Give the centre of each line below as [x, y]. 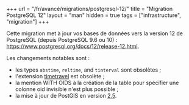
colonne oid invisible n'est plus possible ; [67, 89]
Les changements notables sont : [48, 58]
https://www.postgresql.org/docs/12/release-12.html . [73, 46]
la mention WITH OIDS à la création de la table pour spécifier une [97, 83]
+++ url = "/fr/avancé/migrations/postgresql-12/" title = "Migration [90, 9]
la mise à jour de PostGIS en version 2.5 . [66, 96]
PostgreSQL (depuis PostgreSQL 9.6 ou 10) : [62, 40]
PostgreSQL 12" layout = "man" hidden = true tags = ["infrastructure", [94, 15]
